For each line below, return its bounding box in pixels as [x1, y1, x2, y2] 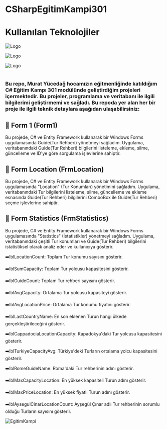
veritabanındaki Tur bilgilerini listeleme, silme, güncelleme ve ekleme [5, 189, 147, 195]
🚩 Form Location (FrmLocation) [5, 165, 104, 174]
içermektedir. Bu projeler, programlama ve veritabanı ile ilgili [5, 93, 155, 100]
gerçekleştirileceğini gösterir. [5, 320, 65, 326]
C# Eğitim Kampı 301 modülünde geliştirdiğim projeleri [5, 87, 141, 94]
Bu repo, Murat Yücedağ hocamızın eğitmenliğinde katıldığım [5, 80, 157, 88]
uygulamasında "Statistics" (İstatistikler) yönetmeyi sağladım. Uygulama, [5, 233, 155, 239]
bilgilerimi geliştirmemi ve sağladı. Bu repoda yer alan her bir [5, 99, 156, 106]
